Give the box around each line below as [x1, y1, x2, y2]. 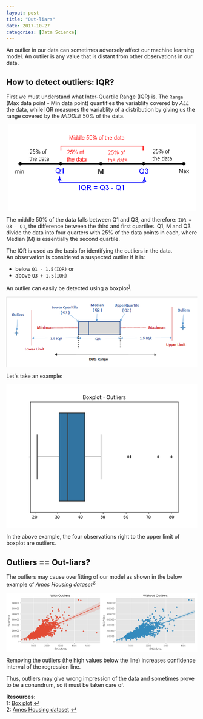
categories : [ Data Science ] [6, 29, 78, 35]
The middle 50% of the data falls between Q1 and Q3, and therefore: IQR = [6, 216, 192, 223]
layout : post [6, 10, 39, 16]
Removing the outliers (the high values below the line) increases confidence [6, 656, 196, 664]
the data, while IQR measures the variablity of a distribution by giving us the [6, 106, 196, 114]
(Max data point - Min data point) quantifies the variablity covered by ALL [6, 100, 190, 107]
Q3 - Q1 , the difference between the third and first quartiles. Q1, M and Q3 [6, 222, 191, 230]
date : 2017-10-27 [6, 22, 50, 29]
